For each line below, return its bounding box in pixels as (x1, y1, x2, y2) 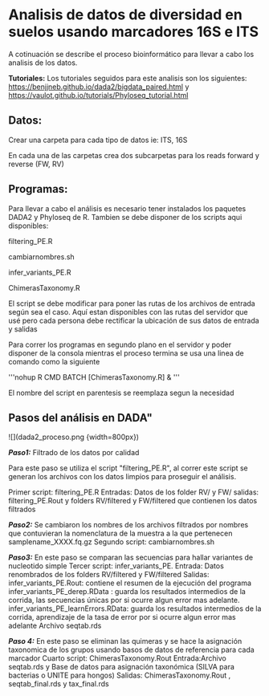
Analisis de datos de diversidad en (8, 6, 243, 24)
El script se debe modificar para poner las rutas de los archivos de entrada (8, 299, 255, 308)
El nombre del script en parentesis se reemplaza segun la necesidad (8, 388, 234, 397)
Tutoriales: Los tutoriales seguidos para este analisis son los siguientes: (8, 73, 247, 83)
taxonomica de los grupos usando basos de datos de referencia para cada (8, 645, 255, 655)
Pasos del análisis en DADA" (8, 411, 153, 425)
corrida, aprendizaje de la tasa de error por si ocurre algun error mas (8, 613, 236, 622)
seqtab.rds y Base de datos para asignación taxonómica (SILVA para (8, 662, 235, 672)
